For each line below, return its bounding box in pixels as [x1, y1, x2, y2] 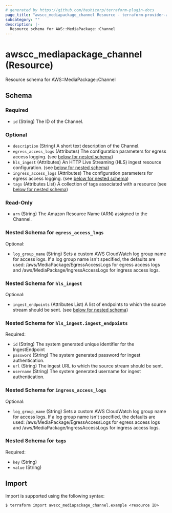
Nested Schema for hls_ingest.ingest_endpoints [5, 319, 128, 326]
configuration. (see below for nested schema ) [12, 165, 110, 171]
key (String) [12, 459, 37, 465]
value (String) [12, 464, 42, 470]
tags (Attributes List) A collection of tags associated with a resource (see [12, 181, 167, 187]
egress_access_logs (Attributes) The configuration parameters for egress [12, 148, 166, 154]
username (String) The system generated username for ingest [12, 368, 141, 375]
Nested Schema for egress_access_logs [5, 229, 104, 236]
